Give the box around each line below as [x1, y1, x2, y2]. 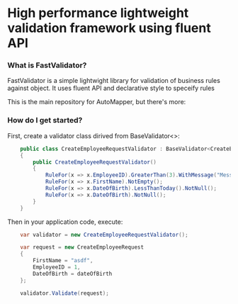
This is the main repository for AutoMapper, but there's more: [7, 98, 186, 106]
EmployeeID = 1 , [33, 264, 81, 271]
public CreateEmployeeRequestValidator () [33, 158, 157, 166]
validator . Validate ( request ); [20, 289, 110, 297]
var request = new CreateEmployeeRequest [20, 244, 144, 251]
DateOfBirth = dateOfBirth [33, 270, 113, 277]
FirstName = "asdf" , [33, 257, 93, 264]
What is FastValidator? [7, 60, 87, 70]
